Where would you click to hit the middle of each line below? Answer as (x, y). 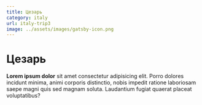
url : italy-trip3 (29, 23)
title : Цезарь (25, 12)
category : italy (27, 18)
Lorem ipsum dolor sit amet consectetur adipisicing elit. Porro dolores (95, 76)
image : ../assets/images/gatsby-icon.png (60, 29)
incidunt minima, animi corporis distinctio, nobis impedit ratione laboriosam (101, 82)
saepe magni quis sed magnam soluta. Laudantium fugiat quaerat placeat (99, 89)
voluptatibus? (24, 96)
